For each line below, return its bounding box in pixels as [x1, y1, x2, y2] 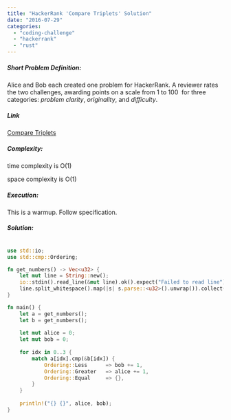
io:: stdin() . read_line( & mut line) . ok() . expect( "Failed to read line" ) [19, 279, 226, 286]
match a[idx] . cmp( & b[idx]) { [32, 355, 115, 362]
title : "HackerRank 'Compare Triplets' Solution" [7, 10, 153, 17]
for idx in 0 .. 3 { [19, 349, 72, 356]
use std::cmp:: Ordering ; [7, 253, 78, 260]
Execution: [7, 191, 39, 199]
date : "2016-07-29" [7, 17, 63, 23]
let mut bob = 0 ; [19, 336, 69, 343]
